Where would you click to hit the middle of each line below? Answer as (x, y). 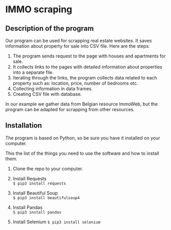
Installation (24, 126)
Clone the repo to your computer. (48, 169)
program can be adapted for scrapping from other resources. (70, 109)
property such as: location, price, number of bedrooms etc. (75, 83)
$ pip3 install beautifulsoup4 (46, 198)
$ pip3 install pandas (37, 212)
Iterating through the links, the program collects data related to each (85, 78)
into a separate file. (33, 72)
